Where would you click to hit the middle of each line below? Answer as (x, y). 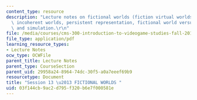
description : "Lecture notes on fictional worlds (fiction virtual (90, 17)
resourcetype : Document (35, 77)
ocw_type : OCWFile (28, 55)
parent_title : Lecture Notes (42, 61)
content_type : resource (35, 11)
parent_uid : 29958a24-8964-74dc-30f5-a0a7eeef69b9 (69, 72)
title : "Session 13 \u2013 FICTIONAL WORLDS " (64, 83)
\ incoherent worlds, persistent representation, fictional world (94, 22)
